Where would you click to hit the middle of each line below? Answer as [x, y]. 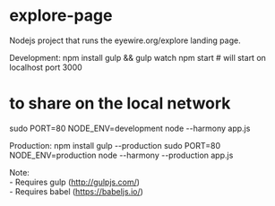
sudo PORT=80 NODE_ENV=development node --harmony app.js [130, 128]
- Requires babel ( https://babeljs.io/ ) [76, 191]
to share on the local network [120, 103]
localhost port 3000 [46, 67]
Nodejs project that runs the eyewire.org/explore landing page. [125, 40]
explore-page [61, 16]
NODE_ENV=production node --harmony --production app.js [121, 155]
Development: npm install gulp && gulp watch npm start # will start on [138, 57]
